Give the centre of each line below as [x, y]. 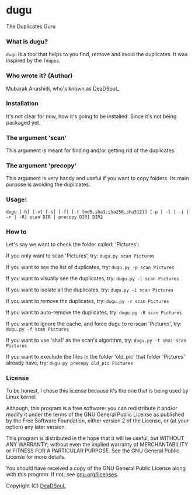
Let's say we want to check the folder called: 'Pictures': [73, 245]
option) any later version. [36, 427]
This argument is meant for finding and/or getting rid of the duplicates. [91, 150]
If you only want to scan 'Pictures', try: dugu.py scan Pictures [80, 256]
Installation [22, 104]
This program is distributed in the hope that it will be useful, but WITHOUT [95, 438]
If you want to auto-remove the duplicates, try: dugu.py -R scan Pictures [94, 312]
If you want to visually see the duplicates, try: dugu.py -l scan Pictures [93, 279]
